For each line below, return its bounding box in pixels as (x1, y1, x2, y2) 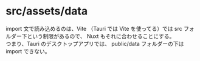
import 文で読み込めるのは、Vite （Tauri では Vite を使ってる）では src (5, 25, 183, 32)
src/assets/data (5, 4, 88, 18)
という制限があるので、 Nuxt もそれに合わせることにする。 (26, 32, 175, 40)
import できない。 (5, 47, 50, 55)
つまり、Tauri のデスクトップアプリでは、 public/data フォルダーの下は (5, 40, 184, 47)
